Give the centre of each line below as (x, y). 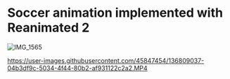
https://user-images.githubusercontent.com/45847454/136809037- (106, 60)
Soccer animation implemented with (115, 13)
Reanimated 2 (49, 28)
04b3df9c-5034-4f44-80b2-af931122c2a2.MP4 (77, 68)
